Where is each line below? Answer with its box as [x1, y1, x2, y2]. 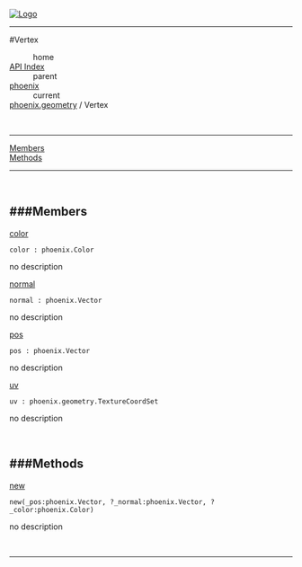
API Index [9, 61, 45, 72]
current [32, 90, 60, 101]
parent [32, 71, 58, 81]
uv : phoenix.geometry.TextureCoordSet [9, 396, 159, 406]
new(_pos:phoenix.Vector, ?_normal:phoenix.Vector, [9, 497, 207, 507]
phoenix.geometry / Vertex [9, 100, 109, 110]
